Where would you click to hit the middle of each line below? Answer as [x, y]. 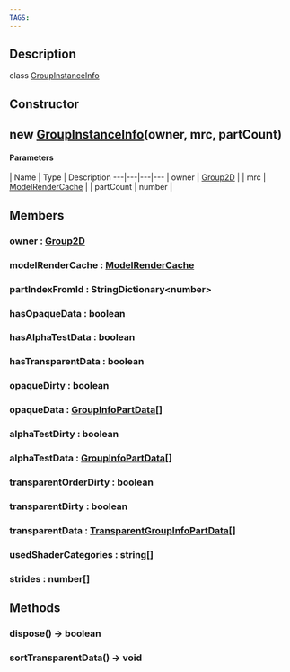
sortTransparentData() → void [75, 658]
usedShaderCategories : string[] [82, 554]
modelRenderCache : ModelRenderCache [102, 264]
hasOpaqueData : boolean [67, 313]
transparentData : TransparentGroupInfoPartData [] [123, 530]
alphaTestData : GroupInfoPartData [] [91, 458]
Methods [35, 608]
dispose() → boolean [55, 633]
